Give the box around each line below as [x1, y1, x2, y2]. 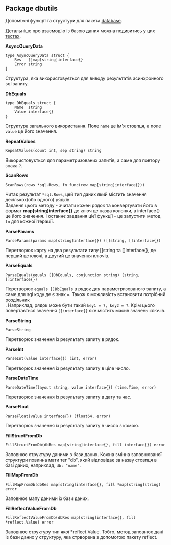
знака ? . [5, 162, 23, 168]
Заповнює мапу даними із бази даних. [5, 495, 89, 502]
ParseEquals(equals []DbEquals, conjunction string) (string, [5, 272, 140, 278]
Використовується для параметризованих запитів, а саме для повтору [5, 157, 160, 163]
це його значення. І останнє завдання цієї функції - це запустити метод [5, 213, 161, 219]
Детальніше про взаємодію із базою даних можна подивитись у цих [5, 28, 155, 34]
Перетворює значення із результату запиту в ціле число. [5, 365, 130, 371]
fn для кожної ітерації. [5, 218, 54, 224]
